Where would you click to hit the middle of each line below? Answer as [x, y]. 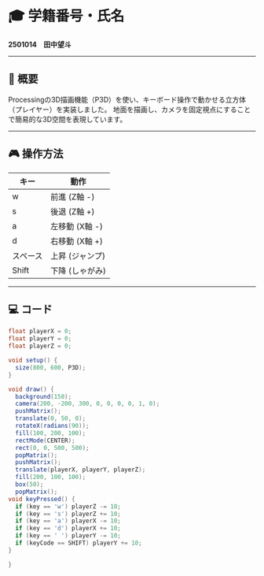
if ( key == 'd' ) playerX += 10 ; [68, 529]
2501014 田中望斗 [40, 44]
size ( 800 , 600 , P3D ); [51, 367]
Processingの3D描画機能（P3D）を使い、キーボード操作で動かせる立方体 [127, 99]
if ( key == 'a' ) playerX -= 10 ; [68, 521]
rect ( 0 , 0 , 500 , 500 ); [52, 448]
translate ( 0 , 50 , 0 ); [51, 418]
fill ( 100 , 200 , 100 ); [51, 433]
